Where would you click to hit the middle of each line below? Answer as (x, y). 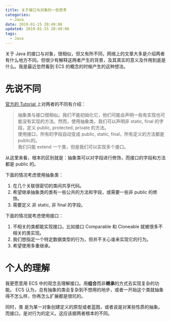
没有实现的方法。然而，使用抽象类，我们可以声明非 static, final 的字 (93, 121)
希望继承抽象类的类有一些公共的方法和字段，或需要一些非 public (80, 192)
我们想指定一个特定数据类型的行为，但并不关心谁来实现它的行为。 (82, 239)
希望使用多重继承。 (33, 245)
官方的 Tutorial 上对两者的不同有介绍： (46, 104)
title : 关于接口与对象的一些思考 (36, 10)
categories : (18, 15)
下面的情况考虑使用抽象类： (34, 175)
